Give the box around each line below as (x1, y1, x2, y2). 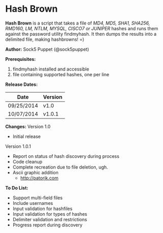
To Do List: (5, 184, 29, 191)
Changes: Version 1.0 (5, 123, 51, 129)
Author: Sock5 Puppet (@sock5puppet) (5, 46, 89, 52)
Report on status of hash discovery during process (12, 153, 120, 159)
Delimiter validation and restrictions (12, 216, 88, 222)
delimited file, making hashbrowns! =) (5, 36, 85, 42)
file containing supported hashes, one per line (12, 71, 110, 77)
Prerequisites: (5, 56, 36, 62)
